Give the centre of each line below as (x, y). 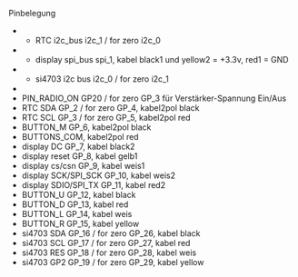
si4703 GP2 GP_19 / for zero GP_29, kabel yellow (113, 262)
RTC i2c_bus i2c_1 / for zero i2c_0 (98, 40)
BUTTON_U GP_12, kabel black (79, 195)
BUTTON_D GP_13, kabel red (75, 204)
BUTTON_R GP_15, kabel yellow (80, 223)
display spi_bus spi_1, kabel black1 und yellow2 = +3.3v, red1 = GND (162, 59)
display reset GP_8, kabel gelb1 (79, 156)
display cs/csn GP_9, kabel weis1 (83, 166)
